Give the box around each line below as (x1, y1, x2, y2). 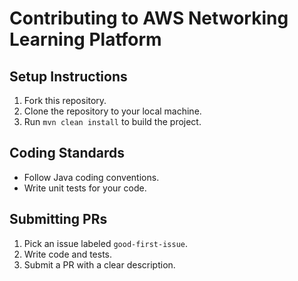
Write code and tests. (23, 248, 113, 260)
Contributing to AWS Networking (9, 7, 289, 30)
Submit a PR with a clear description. (23, 258, 176, 271)
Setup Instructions (9, 68, 128, 85)
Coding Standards (9, 145, 125, 162)
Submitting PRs (9, 211, 108, 228)
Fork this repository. (23, 95, 107, 106)
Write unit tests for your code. (23, 182, 147, 194)
